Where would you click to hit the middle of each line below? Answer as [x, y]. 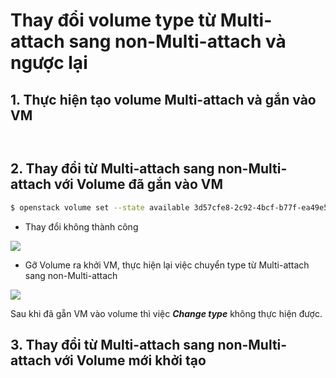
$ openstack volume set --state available [100, 207]
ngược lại [49, 63]
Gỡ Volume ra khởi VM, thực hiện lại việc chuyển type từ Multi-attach [167, 265]
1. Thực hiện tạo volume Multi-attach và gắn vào [163, 99]
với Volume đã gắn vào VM [139, 184]
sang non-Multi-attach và [177, 41]
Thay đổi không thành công [81, 226]
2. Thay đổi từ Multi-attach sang [112, 169]
